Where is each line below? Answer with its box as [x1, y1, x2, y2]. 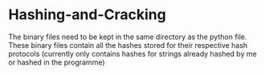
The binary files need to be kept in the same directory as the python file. [8, 32, 247, 41]
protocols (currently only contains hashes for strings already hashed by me [8, 49, 257, 58]
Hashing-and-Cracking [8, 6, 166, 24]
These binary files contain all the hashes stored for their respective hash [8, 40, 248, 49]
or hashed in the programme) [8, 57, 106, 67]
